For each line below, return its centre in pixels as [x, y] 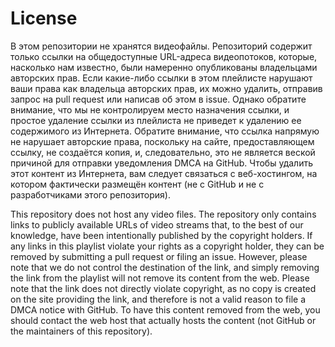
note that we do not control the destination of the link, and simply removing [165, 267]
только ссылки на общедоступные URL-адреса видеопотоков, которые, [164, 56]
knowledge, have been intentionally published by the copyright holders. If [161, 235]
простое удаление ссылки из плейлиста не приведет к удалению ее [156, 120]
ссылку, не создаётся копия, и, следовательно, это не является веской [163, 152]
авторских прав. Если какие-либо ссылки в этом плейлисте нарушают [161, 78]
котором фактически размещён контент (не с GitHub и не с [137, 184]
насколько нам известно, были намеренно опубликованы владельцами [164, 67]
